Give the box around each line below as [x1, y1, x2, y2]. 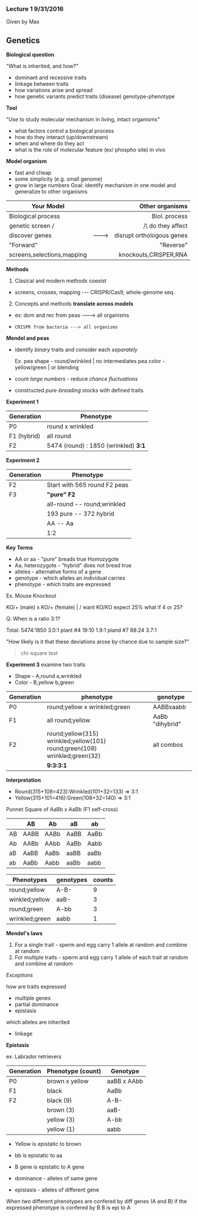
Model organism [6, 158, 47, 165]
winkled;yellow [9, 895, 50, 904]
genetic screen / [9, 221, 54, 230]
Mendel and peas [6, 335, 49, 342]
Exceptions [6, 972, 34, 979]
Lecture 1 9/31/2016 [6, 5, 64, 13]
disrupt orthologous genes [114, 232, 188, 240]
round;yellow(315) [47, 730, 99, 738]
